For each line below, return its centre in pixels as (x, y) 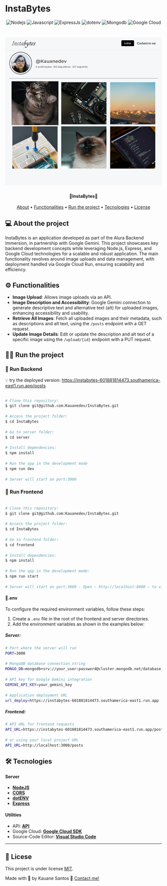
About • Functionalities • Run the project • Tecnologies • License (83, 207)
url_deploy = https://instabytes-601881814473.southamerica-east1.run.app (82, 701)
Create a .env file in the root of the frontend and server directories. (81, 619)
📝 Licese (19, 857)
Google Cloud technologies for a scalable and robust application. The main (82, 254)
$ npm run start (22, 576)
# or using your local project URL (42, 740)
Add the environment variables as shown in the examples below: (78, 624)
